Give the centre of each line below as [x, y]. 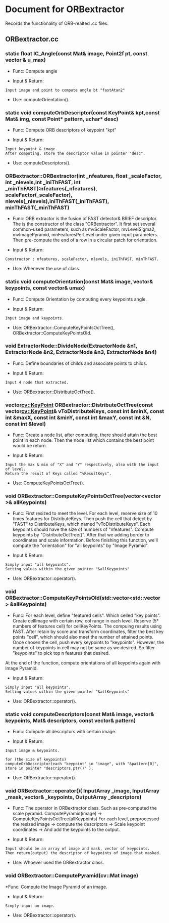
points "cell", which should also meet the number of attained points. [83, 637]
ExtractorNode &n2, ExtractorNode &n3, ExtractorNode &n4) [81, 352]
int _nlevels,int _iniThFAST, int [43, 182]
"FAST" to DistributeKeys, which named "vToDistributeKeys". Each [81, 524]
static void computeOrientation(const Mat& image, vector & [79, 282]
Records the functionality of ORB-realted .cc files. [57, 23]
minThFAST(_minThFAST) [37, 207]
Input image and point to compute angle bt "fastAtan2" [65, 90]
